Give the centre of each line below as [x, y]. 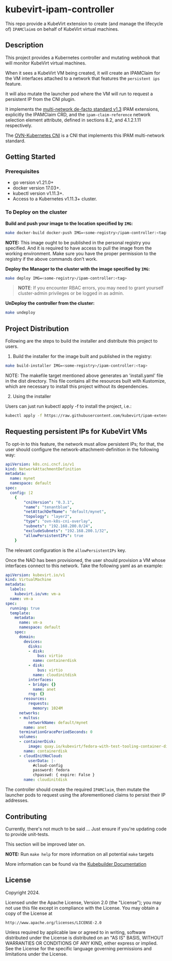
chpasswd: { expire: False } [64, 775]
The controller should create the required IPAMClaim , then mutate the [78, 789]
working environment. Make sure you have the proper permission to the [81, 253]
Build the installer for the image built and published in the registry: [82, 357]
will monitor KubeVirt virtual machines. [46, 63]
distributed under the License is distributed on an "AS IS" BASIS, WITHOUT [84, 937]
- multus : [29, 718]
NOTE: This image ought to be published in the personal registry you [78, 242]
